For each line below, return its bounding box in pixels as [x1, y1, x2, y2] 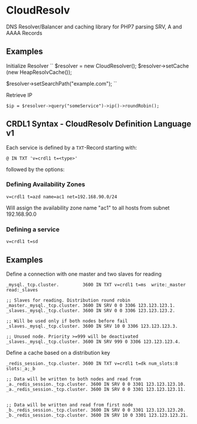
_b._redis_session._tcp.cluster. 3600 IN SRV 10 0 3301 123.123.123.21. [6, 412, 189, 418]
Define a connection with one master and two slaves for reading [6, 270, 162, 277]
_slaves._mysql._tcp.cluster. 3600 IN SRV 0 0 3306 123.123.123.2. [6, 308, 176, 313]
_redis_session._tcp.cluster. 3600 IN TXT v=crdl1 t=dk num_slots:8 [6, 360, 178, 367]
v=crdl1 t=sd [6, 239, 38, 245]
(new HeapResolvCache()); [6, 69, 72, 76]
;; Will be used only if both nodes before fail [6, 318, 128, 324]
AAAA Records [6, 29, 42, 36]
